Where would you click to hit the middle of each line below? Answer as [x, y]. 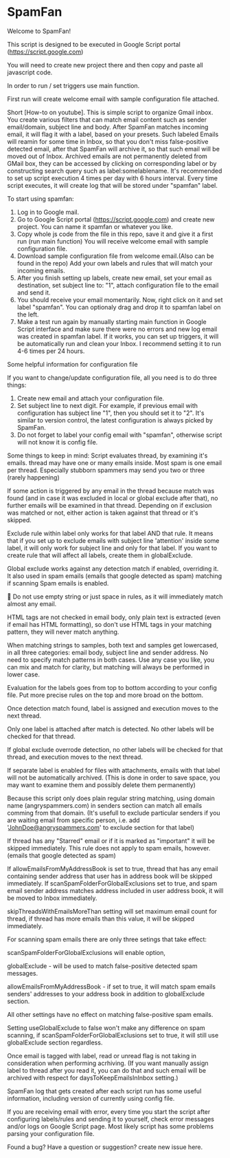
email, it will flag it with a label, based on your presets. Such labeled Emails [113, 134]
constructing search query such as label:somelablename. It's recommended [115, 171]
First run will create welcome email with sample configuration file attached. [113, 99]
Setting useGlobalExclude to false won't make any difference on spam [106, 1028]
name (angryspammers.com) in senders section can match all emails [105, 805]
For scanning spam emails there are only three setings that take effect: [107, 939]
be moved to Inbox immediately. [52, 898]
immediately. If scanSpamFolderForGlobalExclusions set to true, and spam [112, 883]
